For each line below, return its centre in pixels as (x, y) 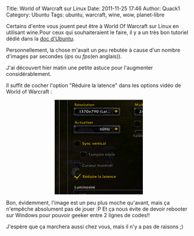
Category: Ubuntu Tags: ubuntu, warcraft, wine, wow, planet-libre (85, 15)
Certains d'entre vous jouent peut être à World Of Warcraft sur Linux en (93, 26)
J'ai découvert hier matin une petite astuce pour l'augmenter (80, 68)
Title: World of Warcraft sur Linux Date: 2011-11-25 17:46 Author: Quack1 (93, 9)
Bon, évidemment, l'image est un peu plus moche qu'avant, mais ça (88, 203)
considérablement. (29, 74)
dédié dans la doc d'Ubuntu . (41, 39)
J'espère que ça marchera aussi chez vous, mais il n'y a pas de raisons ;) (95, 227)
